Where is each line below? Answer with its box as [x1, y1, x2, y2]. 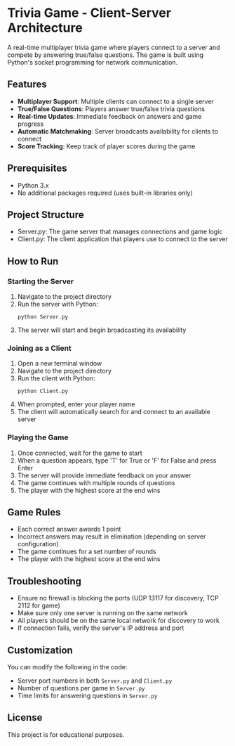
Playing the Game [7, 432, 69, 442]
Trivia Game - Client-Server [7, 5, 172, 21]
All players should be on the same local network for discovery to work [17, 617, 220, 625]
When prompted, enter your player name [17, 400, 135, 409]
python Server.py [17, 314, 69, 321]
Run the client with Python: [17, 374, 96, 382]
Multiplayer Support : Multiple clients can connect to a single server [17, 97, 214, 105]
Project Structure [7, 209, 84, 221]
